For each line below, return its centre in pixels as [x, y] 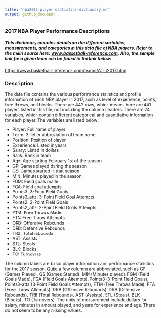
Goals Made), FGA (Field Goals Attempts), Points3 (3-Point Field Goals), [77, 279]
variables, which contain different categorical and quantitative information [79, 115]
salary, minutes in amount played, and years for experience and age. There [80, 305]
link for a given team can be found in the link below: [58, 59]
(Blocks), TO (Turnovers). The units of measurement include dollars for [76, 300]
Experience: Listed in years [39, 145]
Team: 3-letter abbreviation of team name [54, 134]
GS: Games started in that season [46, 171]
